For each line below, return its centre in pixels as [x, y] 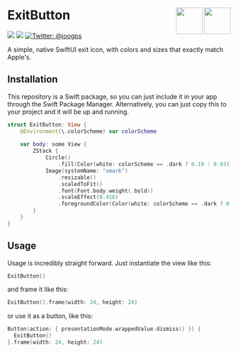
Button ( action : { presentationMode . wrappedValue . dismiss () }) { [104, 329]
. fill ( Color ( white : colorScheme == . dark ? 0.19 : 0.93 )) [145, 164]
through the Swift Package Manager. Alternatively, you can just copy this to [117, 104]
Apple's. [19, 57]
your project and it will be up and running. [68, 112]
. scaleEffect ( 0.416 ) [88, 197]
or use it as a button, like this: [50, 316]
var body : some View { [53, 145]
